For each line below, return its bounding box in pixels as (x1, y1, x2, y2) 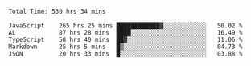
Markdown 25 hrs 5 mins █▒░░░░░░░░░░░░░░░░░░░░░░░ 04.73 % (8, 43, 243, 51)
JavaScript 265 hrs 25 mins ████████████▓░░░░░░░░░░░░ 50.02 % (8, 22, 243, 30)
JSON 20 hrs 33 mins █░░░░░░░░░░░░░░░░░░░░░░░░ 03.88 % (8, 50, 243, 58)
